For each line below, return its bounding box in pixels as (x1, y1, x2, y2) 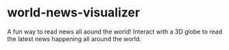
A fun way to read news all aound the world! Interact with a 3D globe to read (7, 27, 223, 36)
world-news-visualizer (7, 5, 141, 21)
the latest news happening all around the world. (7, 34, 142, 42)
